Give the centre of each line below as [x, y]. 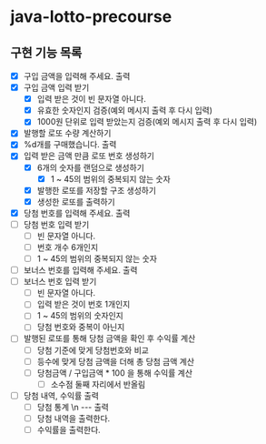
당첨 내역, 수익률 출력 [61, 395]
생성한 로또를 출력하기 [76, 201]
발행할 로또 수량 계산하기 [67, 133]
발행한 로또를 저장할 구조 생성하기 [97, 190]
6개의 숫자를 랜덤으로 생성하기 [90, 167]
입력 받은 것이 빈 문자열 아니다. [91, 99]
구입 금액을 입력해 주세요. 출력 [77, 76]
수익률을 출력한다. [69, 429]
